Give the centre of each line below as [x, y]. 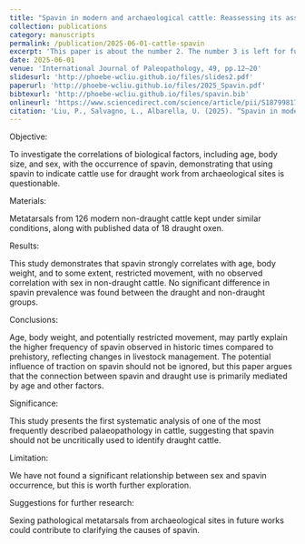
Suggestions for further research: [72, 503]
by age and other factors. [57, 386]
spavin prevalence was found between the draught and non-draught [138, 293]
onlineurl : [30, 102]
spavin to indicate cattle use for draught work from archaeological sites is [147, 174]
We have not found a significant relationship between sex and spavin [138, 476]
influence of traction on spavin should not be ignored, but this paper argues [151, 367]
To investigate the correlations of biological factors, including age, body [144, 155]
